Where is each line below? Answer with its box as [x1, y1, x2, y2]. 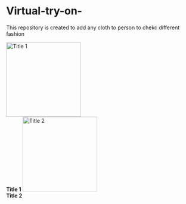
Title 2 [6, 192, 23, 199]
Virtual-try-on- [6, 4, 82, 18]
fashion [6, 30, 25, 37]
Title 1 [6, 186, 21, 193]
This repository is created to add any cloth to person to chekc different [6, 24, 180, 31]
